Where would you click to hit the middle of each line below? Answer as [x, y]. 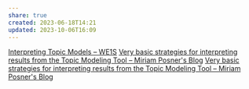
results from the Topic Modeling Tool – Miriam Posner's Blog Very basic [124, 60]
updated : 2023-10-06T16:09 [52, 30]
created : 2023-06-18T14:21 [52, 23]
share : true [27, 15]
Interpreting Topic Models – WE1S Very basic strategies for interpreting [123, 52]
